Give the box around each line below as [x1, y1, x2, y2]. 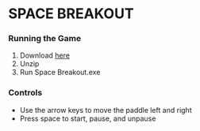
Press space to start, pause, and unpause [19, 114, 156, 123]
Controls [8, 88, 43, 99]
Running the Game [8, 33, 82, 44]
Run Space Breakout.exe [19, 68, 101, 77]
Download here [19, 51, 70, 60]
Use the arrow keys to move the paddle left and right [19, 105, 192, 114]
